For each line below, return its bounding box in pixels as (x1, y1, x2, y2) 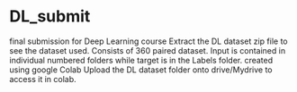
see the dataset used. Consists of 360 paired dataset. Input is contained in (9, 45, 286, 55)
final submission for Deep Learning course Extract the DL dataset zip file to (9, 36, 288, 46)
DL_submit (9, 6, 91, 27)
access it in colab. (9, 73, 76, 84)
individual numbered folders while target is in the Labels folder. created (9, 54, 274, 65)
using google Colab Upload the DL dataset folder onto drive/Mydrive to (9, 64, 273, 75)
